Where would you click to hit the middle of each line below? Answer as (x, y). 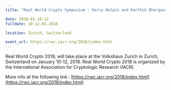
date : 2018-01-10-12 (27, 19)
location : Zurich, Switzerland (38, 33)
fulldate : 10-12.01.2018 (32, 24)
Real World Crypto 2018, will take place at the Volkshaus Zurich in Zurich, (82, 57)
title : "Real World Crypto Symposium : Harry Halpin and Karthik (76, 10)
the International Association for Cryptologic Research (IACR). (70, 67)
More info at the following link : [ (39, 77)
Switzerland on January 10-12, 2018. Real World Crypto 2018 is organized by (85, 62)
